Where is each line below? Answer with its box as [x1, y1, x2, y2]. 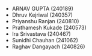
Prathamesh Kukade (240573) [11, 24, 87, 31]
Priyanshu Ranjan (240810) [11, 18, 79, 24]
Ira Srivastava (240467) [11, 30, 71, 38]
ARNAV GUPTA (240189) [11, 5, 74, 12]
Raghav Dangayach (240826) [11, 43, 85, 50]
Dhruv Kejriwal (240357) [11, 11, 73, 18]
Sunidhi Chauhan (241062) [11, 37, 78, 43]
